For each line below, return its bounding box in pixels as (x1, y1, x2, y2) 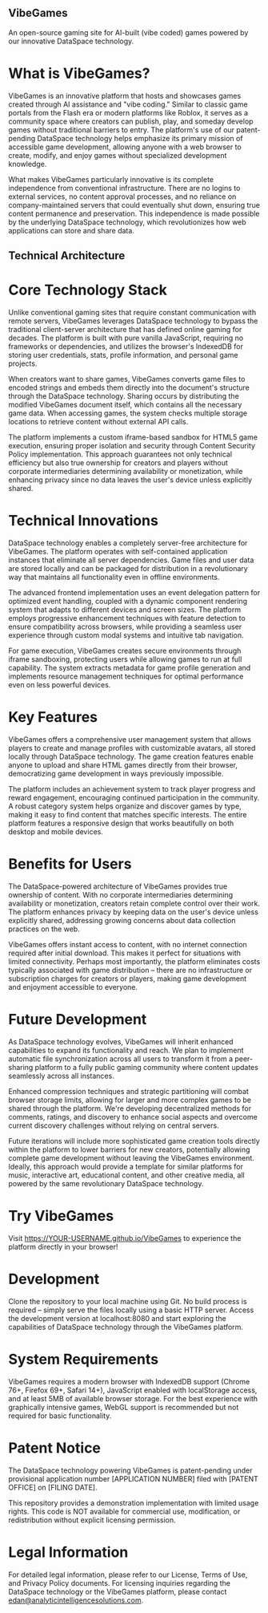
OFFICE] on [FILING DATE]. (8, 1482, 98, 1492)
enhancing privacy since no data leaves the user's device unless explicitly (8, 475, 253, 484)
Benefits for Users (8, 855, 132, 873)
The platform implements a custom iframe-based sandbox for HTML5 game (8, 432, 258, 442)
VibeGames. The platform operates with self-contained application (8, 547, 228, 557)
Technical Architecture (8, 249, 126, 263)
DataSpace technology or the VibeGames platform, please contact (8, 1587, 227, 1596)
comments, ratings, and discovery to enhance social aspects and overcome (8, 1112, 258, 1121)
